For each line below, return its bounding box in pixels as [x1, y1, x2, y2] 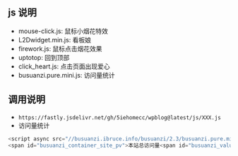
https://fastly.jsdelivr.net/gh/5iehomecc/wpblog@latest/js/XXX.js [18, 114, 221, 121]
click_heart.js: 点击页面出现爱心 [18, 62, 110, 71]
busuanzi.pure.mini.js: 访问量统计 [18, 71, 115, 79]
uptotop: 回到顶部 [18, 53, 70, 61]
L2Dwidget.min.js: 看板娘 [18, 35, 91, 44]
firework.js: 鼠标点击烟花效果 [18, 44, 102, 53]
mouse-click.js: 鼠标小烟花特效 [18, 27, 108, 35]
